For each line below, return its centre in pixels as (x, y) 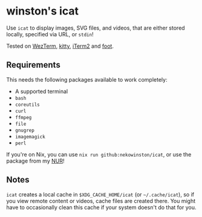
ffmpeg (23, 117)
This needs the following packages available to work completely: (87, 79)
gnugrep (24, 130)
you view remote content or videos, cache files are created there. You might (101, 201)
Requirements (33, 65)
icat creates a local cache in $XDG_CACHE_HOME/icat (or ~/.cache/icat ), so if (100, 194)
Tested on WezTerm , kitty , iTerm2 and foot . (60, 46)
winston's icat (42, 11)
